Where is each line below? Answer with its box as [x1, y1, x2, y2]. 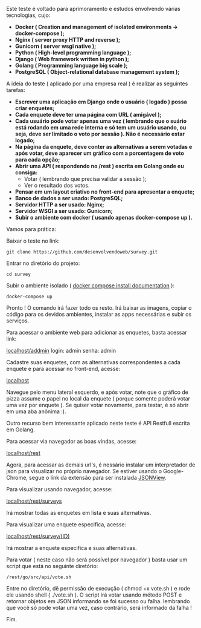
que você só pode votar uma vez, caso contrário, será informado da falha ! [6, 604, 192, 611]
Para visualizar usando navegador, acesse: [6, 486, 113, 492]
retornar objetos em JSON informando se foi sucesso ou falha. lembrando [6, 598, 190, 604]
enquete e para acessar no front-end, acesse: [6, 365, 121, 372]
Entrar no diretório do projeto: [6, 260, 80, 267]
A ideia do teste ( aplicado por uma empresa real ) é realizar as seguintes [6, 80, 188, 87]
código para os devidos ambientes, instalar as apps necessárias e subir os [6, 311, 192, 318]
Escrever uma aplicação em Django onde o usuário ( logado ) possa [14, 98, 187, 105]
